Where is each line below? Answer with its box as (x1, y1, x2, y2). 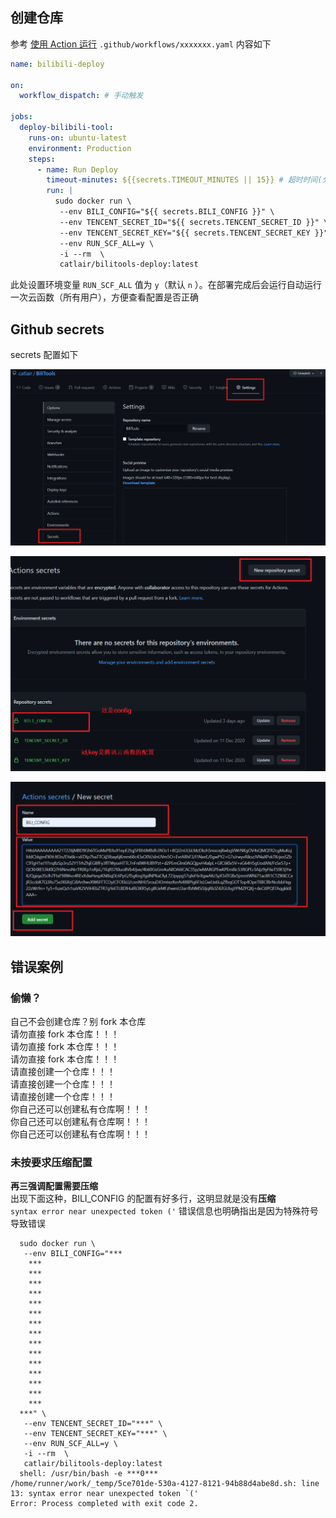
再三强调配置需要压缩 (10, 1180, 98, 1192)
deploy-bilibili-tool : (19, 123, 114, 133)
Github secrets (10, 321, 105, 338)
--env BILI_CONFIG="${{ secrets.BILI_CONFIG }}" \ (59, 207, 275, 217)
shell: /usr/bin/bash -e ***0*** (19, 1469, 159, 1479)
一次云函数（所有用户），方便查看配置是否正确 (10, 291, 199, 303)
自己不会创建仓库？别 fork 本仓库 (10, 1015, 147, 1027)
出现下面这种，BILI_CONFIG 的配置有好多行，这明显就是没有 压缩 (10, 1193, 277, 1205)
